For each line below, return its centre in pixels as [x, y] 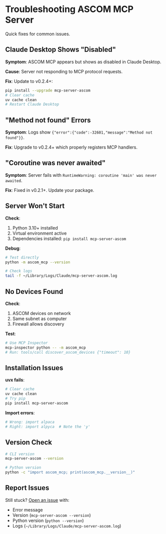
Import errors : [20, 412]
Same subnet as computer [39, 318]
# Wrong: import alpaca [30, 422]
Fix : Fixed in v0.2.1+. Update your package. [50, 190]
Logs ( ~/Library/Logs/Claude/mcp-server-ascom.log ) [67, 525]
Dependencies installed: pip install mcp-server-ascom [69, 238]
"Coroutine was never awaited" [55, 163]
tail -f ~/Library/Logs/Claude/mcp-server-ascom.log [61, 276]
